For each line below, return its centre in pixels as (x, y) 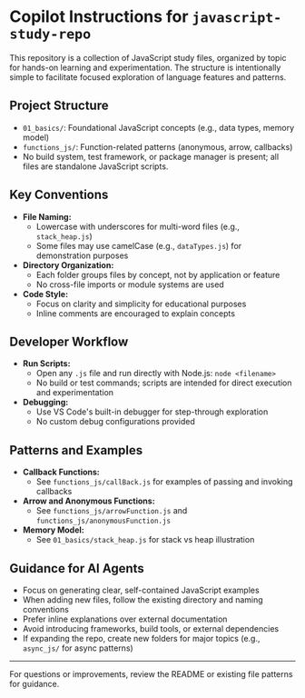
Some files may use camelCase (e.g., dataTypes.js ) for (139, 245)
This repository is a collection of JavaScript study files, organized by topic (148, 57)
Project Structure (59, 106)
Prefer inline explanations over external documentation (125, 619)
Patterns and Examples (76, 450)
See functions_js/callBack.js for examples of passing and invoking (164, 482)
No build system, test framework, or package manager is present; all (151, 156)
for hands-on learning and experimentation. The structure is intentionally (145, 67)
